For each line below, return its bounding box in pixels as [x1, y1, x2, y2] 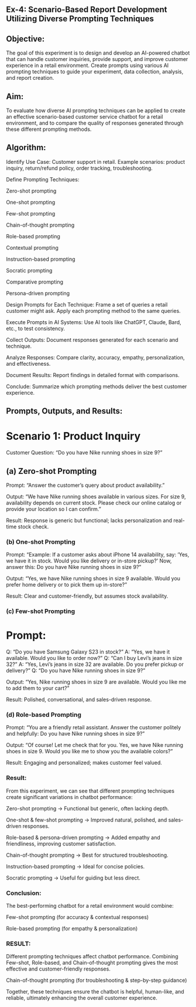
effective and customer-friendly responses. [6, 965, 111, 972]
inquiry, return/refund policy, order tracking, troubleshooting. [6, 164, 153, 171]
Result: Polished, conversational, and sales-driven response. [6, 696, 152, 703]
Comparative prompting [6, 278, 63, 285]
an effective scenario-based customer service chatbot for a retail [6, 113, 163, 120]
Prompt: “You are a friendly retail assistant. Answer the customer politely [6, 724, 181, 731]
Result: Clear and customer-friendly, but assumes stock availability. [6, 592, 169, 600]
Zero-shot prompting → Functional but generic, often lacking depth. [6, 804, 170, 812]
